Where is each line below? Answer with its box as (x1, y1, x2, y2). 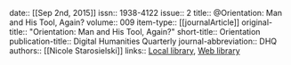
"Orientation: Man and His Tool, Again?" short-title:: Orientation (29, 27, 261, 37)
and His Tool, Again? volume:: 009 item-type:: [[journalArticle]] (9, 17, 240, 28)
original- (241, 17, 273, 28)
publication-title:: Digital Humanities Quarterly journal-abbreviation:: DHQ (9, 36, 278, 46)
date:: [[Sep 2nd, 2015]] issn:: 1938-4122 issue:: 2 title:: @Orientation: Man (9, 8, 283, 18)
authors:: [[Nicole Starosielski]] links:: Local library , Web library (9, 45, 240, 56)
